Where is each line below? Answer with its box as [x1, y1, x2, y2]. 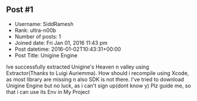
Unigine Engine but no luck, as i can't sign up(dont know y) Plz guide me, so [6, 82, 191, 89]
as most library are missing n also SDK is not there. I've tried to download [6, 76, 185, 83]
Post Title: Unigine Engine [14, 51, 78, 58]
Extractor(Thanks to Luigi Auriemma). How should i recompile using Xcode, [6, 69, 189, 76]
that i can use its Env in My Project [6, 88, 90, 95]
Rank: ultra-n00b [14, 27, 57, 34]
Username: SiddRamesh [14, 20, 74, 27]
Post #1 [6, 5, 34, 15]
